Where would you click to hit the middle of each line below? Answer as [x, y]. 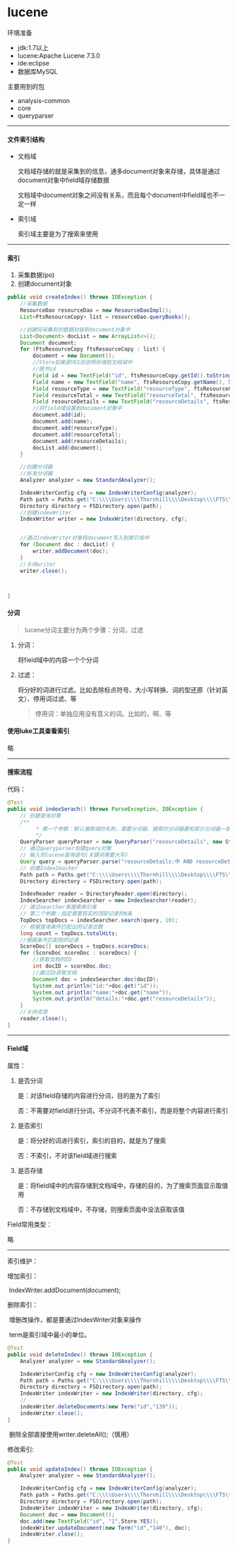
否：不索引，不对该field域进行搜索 [67, 1156]
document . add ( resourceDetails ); [80, 441]
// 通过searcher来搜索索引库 [59, 907]
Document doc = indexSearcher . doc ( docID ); [96, 979]
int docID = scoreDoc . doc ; [72, 966]
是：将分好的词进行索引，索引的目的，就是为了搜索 [92, 1141]
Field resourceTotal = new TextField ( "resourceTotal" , [115, 395]
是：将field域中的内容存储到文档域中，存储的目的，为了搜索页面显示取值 [123, 1185]
